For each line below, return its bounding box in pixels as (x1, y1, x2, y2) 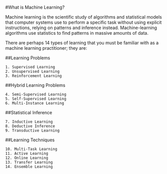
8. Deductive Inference (5, 124, 55, 129)
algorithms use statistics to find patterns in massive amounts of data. (5, 30, 149, 36)
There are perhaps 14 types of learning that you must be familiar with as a (5, 40, 159, 46)
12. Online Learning (5, 155, 49, 160)
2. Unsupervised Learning (5, 69, 60, 74)
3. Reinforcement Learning (5, 73, 62, 78)
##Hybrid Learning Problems (5, 82, 66, 88)
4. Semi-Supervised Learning (5, 92, 67, 97)
